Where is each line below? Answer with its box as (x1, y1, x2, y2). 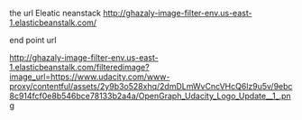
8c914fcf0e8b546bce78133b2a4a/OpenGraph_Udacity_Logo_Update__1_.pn (9, 90, 291, 101)
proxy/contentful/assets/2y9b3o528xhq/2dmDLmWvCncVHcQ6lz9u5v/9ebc (9, 81, 293, 91)
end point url (9, 35, 57, 45)
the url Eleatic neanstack (9, 8, 102, 18)
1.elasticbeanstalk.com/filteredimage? (9, 62, 151, 72)
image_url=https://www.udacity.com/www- (9, 71, 170, 82)
